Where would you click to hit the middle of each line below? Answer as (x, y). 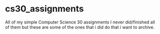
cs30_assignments (45, 9)
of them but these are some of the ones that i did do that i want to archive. (80, 27)
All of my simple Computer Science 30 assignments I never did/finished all (80, 22)
